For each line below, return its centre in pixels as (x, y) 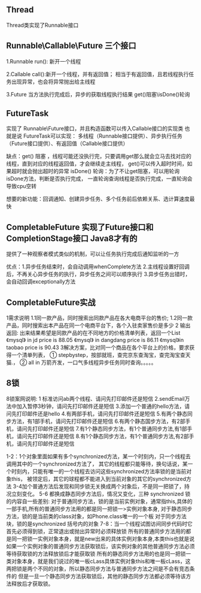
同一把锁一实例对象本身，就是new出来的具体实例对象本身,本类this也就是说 (103, 538)
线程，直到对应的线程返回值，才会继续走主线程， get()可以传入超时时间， (97, 164)
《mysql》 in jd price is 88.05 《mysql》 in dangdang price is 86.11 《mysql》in (95, 340)
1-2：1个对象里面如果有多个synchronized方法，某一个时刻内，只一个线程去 (99, 456)
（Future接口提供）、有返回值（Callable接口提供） (67, 144)
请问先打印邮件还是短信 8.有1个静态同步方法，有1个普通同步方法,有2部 (103, 436)
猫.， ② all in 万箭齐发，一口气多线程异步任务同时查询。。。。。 (81, 362)
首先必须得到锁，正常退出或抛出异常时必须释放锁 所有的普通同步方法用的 (96, 531)
